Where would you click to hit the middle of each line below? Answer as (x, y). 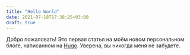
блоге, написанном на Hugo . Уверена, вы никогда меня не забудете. (93, 46)
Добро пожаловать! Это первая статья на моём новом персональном (95, 40)
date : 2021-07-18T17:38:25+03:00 (47, 17)
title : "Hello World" (33, 12)
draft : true (21, 22)
